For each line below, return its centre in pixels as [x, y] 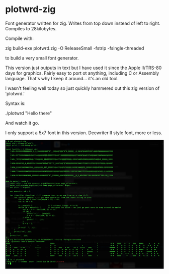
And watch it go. [22, 123]
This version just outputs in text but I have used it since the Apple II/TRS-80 [83, 68]
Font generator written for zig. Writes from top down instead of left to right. [83, 23]
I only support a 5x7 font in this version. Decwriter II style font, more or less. [84, 133]
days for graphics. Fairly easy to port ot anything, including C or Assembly [82, 73]
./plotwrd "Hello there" [28, 113]
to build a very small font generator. [42, 58]
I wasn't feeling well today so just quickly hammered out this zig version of [82, 88]
